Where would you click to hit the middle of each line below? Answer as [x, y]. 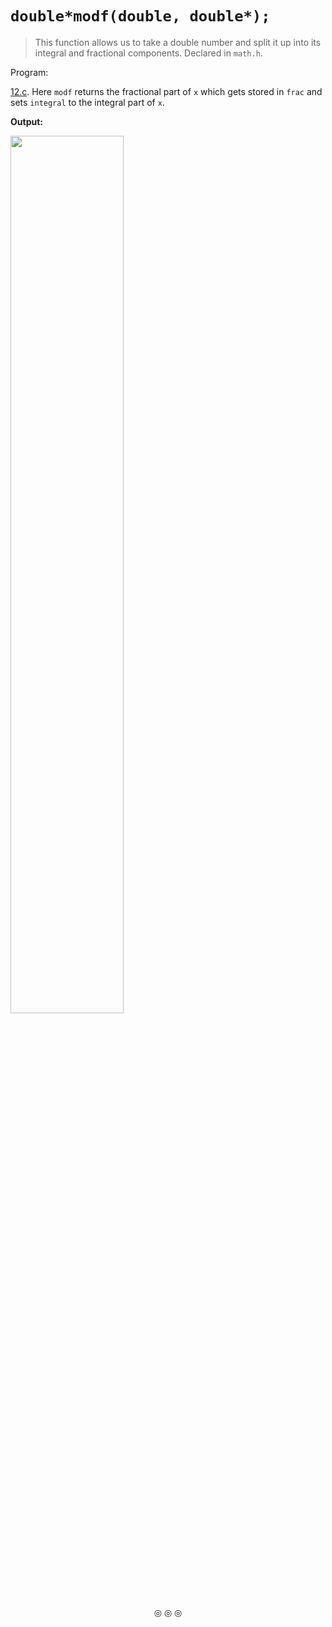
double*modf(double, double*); [140, 16]
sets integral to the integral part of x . [87, 102]
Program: [29, 72]
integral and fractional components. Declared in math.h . [148, 53]
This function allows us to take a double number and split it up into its [178, 42]
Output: [26, 121]
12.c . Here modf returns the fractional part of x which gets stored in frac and [166, 91]
